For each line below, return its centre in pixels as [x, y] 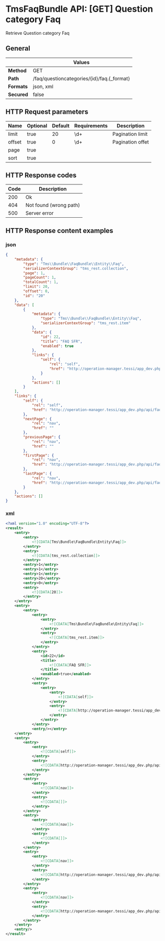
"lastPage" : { [37, 474]
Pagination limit [130, 134]
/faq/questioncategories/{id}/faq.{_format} [82, 78]
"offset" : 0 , [36, 291]
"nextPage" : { [37, 419]
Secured [18, 94]
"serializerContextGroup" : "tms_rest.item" [86, 323]
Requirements [91, 126]
